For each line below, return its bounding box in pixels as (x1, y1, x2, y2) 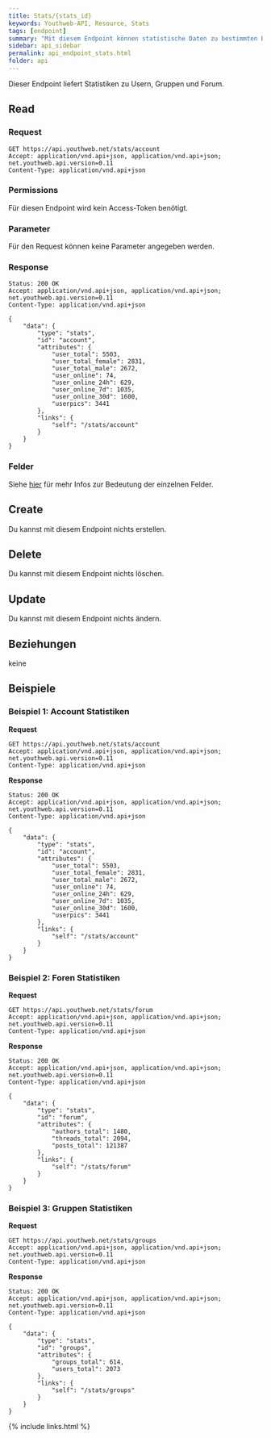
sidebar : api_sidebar (8, 42, 81, 50)
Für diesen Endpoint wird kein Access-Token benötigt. (8, 203, 188, 212)
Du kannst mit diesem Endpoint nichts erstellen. (8, 524, 167, 533)
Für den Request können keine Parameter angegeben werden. (8, 241, 215, 251)
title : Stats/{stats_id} (8, 11, 92, 20)
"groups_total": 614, (51, 1358, 125, 1366)
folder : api (8, 57, 48, 65)
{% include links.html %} (8, 1422, 90, 1432)
